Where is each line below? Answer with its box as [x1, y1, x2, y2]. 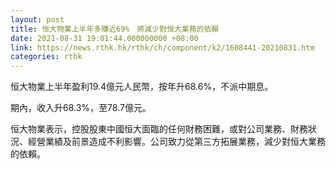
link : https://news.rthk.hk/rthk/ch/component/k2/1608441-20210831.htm [10, 42, 315, 53]
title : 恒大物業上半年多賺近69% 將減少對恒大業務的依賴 [10, 24, 220, 34]
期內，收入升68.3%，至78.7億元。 [10, 102, 152, 114]
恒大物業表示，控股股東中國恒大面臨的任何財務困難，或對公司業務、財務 [10, 123, 308, 135]
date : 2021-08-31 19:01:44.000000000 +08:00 [10, 33, 199, 43]
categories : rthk [10, 52, 83, 62]
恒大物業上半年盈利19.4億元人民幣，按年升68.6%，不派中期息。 [10, 81, 274, 93]
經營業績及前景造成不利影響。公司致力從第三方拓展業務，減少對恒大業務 [27, 136, 326, 148]
